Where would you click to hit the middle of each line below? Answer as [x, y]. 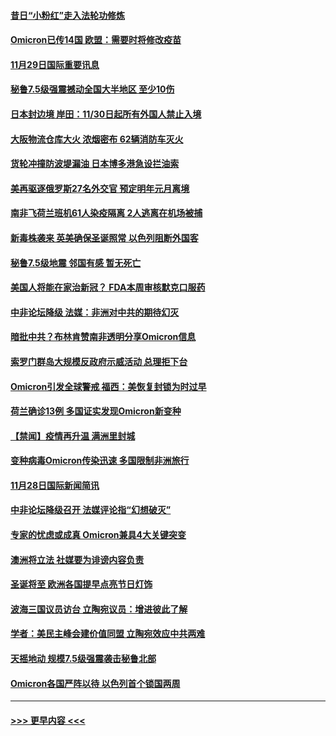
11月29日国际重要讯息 [55, 64]
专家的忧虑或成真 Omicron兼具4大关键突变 [98, 535]
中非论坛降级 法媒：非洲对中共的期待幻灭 [95, 312]
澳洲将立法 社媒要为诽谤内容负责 [77, 559]
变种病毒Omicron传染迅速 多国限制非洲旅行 [100, 461]
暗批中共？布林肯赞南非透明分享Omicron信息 [103, 337]
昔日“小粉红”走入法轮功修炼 [68, 15]
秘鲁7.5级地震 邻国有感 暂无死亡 [76, 262]
